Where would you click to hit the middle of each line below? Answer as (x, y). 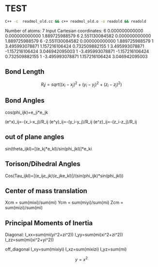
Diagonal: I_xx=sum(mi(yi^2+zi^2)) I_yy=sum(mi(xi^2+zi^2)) (64, 235)
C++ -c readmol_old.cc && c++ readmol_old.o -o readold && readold (76, 21)
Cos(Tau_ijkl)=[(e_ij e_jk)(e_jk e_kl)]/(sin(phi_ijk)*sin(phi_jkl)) (64, 176)
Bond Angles (25, 101)
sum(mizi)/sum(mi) (24, 208)
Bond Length (25, 72)
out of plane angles (35, 137)
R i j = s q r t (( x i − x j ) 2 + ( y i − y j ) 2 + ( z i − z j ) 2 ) (81, 84)
